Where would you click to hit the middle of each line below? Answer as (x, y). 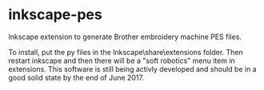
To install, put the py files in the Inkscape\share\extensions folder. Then (126, 52)
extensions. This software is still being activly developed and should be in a (133, 68)
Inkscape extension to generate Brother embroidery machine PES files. (125, 37)
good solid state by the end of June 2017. (76, 77)
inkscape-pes (55, 15)
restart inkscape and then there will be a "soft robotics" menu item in (122, 61)
